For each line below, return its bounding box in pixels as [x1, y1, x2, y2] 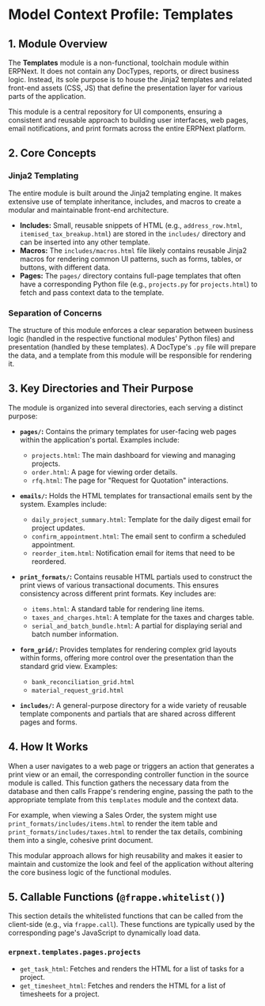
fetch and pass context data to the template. [19, 287, 165, 297]
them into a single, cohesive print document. [8, 835, 153, 845]
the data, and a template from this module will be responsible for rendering [8, 350, 252, 360]
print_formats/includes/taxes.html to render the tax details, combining [8, 826, 243, 836]
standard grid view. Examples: [19, 661, 119, 671]
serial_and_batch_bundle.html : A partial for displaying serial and [31, 621, 243, 630]
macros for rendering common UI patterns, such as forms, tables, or [19, 254, 243, 263]
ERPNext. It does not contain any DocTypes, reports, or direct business [8, 66, 240, 76]
